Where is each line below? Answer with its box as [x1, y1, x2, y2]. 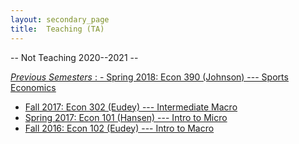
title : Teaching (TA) [10, 24, 105, 34]
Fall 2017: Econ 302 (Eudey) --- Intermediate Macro [24, 101, 238, 113]
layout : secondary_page [10, 14, 110, 25]
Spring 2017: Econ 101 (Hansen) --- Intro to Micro [24, 111, 228, 123]
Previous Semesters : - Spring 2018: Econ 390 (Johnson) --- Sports [10, 71, 289, 83]
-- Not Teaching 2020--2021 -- [10, 51, 139, 63]
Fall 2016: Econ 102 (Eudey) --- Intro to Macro [24, 122, 215, 134]
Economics [10, 81, 57, 93]
